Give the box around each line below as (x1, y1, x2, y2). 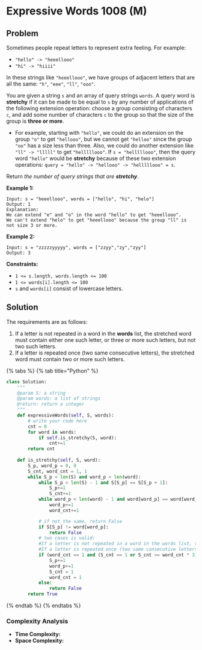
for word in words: (28, 429, 77, 435)
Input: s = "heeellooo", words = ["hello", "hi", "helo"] (6, 196, 155, 202)
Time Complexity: (14, 631, 61, 638)
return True (28, 591, 58, 597)
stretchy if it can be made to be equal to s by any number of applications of (6, 98, 194, 105)
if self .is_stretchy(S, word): (38, 435, 117, 441)
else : (38, 580, 52, 586)
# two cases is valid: (38, 535, 96, 541)
